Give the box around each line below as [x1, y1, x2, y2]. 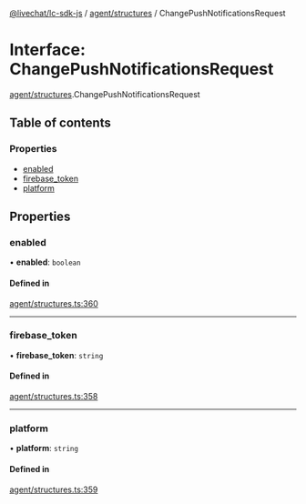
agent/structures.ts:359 [9, 484, 98, 495]
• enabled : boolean [9, 257, 81, 267]
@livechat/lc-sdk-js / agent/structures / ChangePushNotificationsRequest [9, 8, 286, 18]
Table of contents [9, 116, 111, 131]
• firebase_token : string [9, 349, 104, 360]
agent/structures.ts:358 [9, 391, 98, 402]
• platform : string [9, 443, 79, 454]
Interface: [9, 40, 87, 60]
